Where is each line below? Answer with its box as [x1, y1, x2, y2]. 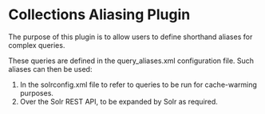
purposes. [19, 88, 54, 97]
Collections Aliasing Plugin [8, 6, 191, 24]
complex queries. [8, 40, 65, 49]
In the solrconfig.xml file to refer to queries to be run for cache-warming [19, 80, 258, 89]
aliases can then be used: [8, 64, 93, 73]
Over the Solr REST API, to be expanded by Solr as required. [19, 96, 218, 106]
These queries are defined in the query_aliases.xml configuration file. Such [8, 56, 254, 65]
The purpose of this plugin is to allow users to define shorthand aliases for [8, 32, 253, 41]
